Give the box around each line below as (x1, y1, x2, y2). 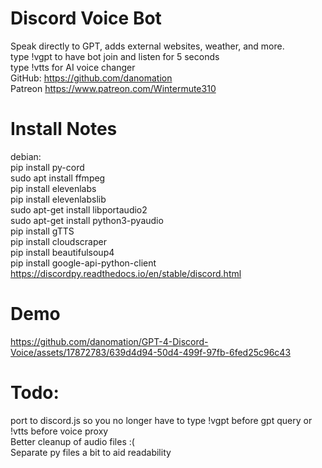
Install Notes (10, 118, 118, 141)
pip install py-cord (10, 161, 85, 173)
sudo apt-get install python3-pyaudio (10, 214, 164, 226)
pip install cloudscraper (10, 235, 107, 247)
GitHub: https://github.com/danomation (10, 72, 173, 84)
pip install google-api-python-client (10, 257, 157, 269)
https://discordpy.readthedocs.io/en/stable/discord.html (10, 267, 242, 279)
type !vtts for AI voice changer (10, 61, 136, 73)
